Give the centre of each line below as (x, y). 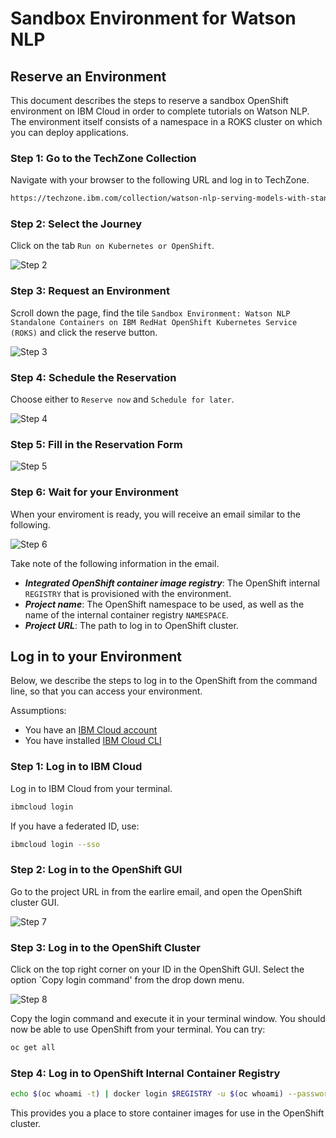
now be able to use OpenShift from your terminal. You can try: (138, 1029)
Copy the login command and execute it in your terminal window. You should (168, 1019)
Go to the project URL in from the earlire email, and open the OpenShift (156, 891)
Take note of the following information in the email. (115, 563)
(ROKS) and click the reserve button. (84, 332)
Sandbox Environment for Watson (153, 18)
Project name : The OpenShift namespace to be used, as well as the (164, 604)
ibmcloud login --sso (55, 844)
